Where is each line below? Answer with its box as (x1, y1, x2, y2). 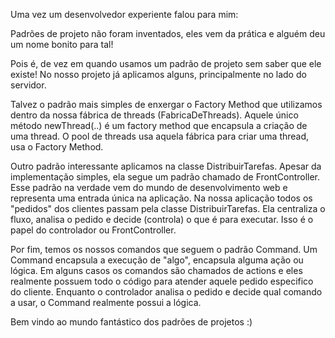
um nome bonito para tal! (10, 39, 114, 50)
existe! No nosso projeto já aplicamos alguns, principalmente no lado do (10, 69, 307, 80)
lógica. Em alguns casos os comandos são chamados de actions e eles (10, 265, 303, 276)
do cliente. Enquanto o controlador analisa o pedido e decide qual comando (10, 286, 323, 298)
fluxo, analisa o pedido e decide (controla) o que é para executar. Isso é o (10, 214, 314, 225)
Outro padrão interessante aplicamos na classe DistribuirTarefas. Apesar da (10, 160, 322, 172)
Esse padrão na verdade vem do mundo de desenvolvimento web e (10, 182, 288, 193)
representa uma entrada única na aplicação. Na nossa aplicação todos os (10, 192, 313, 204)
